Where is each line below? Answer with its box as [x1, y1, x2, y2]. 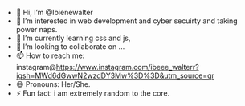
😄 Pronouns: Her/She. [15, 79, 91, 88]
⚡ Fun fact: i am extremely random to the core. [15, 88, 170, 98]
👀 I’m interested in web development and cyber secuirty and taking [15, 16, 239, 26]
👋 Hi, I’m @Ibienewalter [15, 8, 94, 17]
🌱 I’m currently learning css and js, [15, 33, 131, 43]
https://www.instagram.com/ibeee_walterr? [55, 63, 199, 71]
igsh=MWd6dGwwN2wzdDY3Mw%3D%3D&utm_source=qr [15, 71, 215, 80]
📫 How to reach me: [15, 51, 85, 60]
